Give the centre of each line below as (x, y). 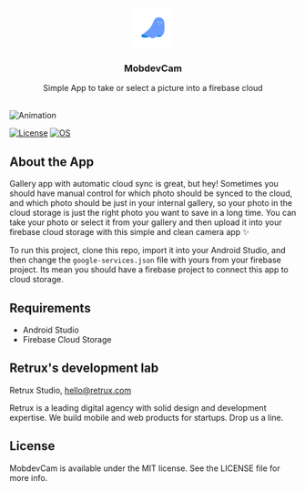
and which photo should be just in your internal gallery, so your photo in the (151, 203)
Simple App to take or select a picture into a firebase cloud (153, 88)
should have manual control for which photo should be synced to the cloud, (151, 193)
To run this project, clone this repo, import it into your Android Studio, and (147, 251)
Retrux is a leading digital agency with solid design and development (138, 407)
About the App (51, 162)
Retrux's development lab (84, 368)
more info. (29, 477)
